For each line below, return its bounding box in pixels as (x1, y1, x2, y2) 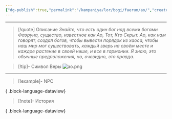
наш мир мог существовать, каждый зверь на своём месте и (17, 42, 154, 49)
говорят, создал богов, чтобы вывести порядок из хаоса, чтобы (17, 37, 159, 43)
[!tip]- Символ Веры (17, 63, 61, 69)
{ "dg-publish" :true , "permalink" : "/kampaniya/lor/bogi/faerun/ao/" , (5, 7, 153, 13)
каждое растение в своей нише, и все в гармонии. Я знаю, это (17, 48, 157, 54)
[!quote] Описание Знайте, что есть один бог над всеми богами (17, 26, 158, 32)
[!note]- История (17, 98, 54, 104)
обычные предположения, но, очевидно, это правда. (17, 53, 135, 59)
